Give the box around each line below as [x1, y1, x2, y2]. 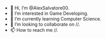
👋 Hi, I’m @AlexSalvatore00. [10, 5, 70, 11]
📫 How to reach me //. [10, 27, 58, 33]
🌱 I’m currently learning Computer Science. [10, 16, 101, 22]
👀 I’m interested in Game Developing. [10, 10, 89, 16]
